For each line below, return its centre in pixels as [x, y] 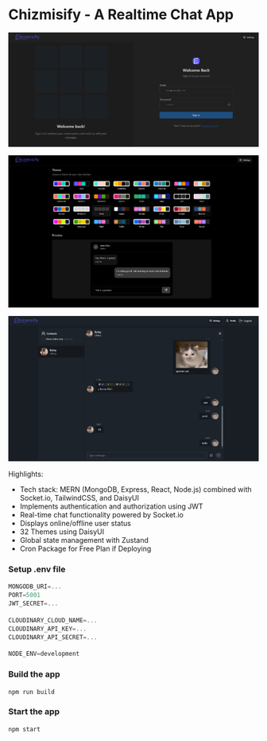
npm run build [32, 692]
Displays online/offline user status [75, 524]
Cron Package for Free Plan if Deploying [85, 549]
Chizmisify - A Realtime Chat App [121, 15]
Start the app [34, 712]
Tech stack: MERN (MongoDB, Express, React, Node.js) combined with [135, 489]
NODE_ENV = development [44, 654]
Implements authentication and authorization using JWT [112, 506]
